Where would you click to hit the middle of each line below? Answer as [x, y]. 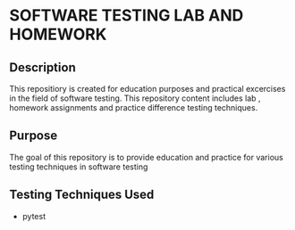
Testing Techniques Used [82, 195]
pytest [34, 216]
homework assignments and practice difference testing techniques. [134, 107]
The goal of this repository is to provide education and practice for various [146, 157]
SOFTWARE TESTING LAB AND [126, 16]
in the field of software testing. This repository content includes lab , [135, 98]
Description [42, 67]
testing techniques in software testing [79, 167]
